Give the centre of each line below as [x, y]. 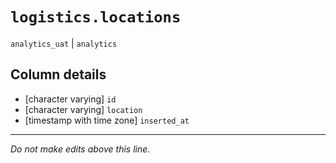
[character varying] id [70, 99]
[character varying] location [83, 109]
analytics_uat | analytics [64, 43]
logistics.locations [96, 17]
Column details [58, 74]
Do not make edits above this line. [80, 149]
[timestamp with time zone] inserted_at [107, 120]
